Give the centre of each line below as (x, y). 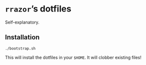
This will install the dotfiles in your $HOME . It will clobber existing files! (73, 57)
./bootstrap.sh (20, 48)
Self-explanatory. (22, 22)
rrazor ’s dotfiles (38, 9)
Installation (22, 37)
